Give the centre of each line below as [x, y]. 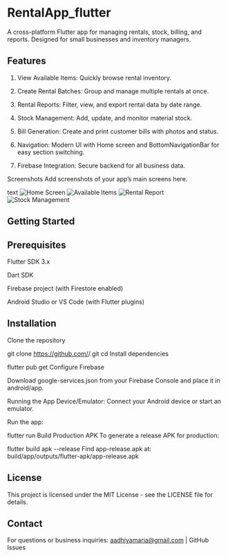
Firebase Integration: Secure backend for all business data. [101, 165]
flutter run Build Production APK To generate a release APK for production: [113, 435]
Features [27, 61]
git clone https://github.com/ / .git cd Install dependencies [88, 354]
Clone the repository [36, 340]
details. [18, 502]
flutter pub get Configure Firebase [56, 367]
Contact [25, 523]
